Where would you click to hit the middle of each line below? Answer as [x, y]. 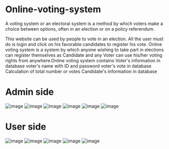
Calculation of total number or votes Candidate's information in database [81, 71]
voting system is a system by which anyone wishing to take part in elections [84, 49]
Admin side [30, 92]
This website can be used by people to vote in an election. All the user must [84, 39]
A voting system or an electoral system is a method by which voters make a [84, 23]
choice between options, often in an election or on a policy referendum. [80, 29]
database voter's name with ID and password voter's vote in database [78, 66]
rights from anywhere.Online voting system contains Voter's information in [83, 60]
